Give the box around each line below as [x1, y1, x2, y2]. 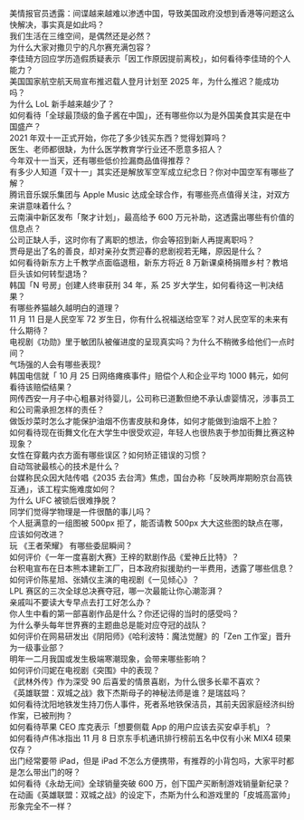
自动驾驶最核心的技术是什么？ [9, 461, 120, 471]
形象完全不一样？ [9, 801, 73, 811]
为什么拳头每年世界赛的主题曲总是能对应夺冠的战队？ [9, 620, 208, 630]
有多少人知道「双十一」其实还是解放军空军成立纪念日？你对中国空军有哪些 [9, 167, 287, 177]
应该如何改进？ [9, 529, 65, 539]
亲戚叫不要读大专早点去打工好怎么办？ [9, 597, 152, 607]
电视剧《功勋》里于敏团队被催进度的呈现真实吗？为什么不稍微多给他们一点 [9, 336, 287, 347]
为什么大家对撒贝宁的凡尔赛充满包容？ [9, 42, 152, 53]
